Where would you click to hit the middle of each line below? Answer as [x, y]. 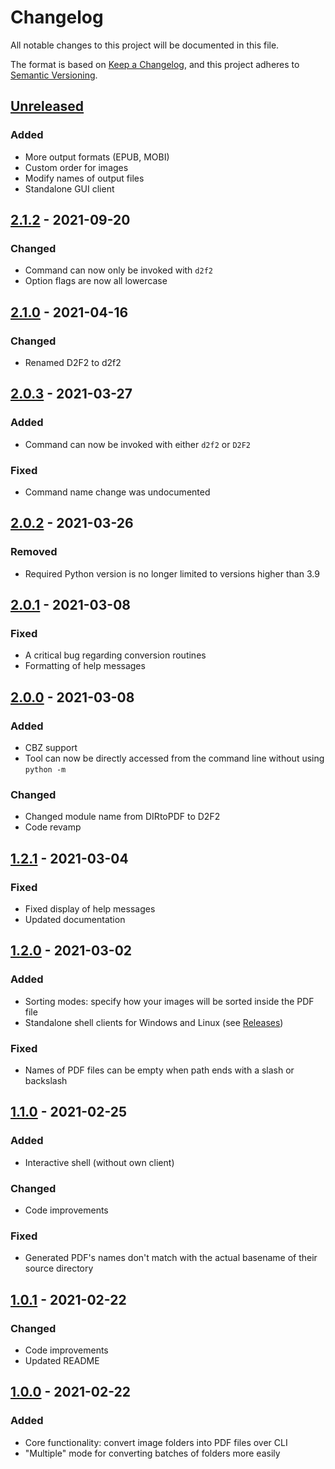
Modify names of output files [84, 178]
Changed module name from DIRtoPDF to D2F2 [122, 817]
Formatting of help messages [85, 666]
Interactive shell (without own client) [99, 1162]
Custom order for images [76, 167]
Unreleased [47, 106]
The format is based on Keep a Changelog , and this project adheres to [155, 64]
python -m [45, 770]
